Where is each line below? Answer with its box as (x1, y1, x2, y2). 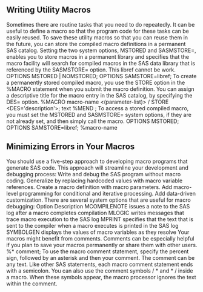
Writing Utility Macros (6, 5, 91, 15)
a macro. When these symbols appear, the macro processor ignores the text (6, 273, 196, 280)
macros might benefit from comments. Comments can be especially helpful (6, 234, 195, 242)
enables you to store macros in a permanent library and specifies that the (6, 53, 190, 60)
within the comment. (6, 280, 58, 287)
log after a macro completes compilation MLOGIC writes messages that (6, 209, 185, 216)
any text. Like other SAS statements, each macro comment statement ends (6, 260, 193, 268)
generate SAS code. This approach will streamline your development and (6, 164, 189, 171)
